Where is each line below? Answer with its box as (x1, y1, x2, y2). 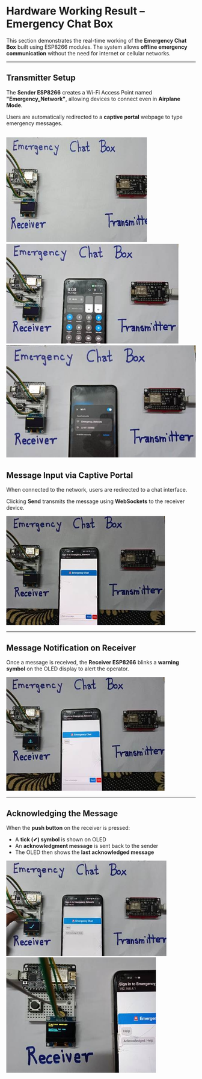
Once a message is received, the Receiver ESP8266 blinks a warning (6, 659, 179, 666)
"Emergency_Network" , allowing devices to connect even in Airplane (6, 95, 180, 102)
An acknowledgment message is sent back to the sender (14, 842, 159, 849)
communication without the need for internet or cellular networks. (6, 49, 171, 57)
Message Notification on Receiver (6, 643, 136, 653)
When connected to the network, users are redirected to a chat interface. (6, 486, 188, 493)
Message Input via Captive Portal (6, 470, 133, 480)
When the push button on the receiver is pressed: (6, 824, 130, 831)
